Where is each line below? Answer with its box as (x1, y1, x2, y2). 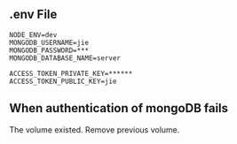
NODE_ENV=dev (9, 30, 58, 39)
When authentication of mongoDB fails (9, 101, 229, 116)
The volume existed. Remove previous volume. (9, 124, 180, 135)
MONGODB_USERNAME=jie (9, 38, 90, 47)
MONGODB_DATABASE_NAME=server (9, 53, 122, 63)
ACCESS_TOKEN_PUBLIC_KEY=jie (9, 77, 117, 86)
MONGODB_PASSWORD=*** (9, 46, 90, 55)
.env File (9, 7, 58, 22)
